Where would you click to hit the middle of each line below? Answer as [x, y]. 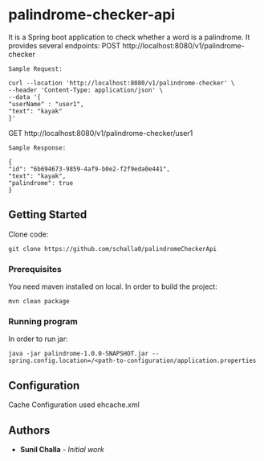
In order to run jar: [38, 339]
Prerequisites [35, 269]
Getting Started [48, 215]
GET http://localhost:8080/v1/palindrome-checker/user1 [101, 133]
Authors [29, 430]
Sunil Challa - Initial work [62, 449]
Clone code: [28, 234]
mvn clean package [39, 302]
